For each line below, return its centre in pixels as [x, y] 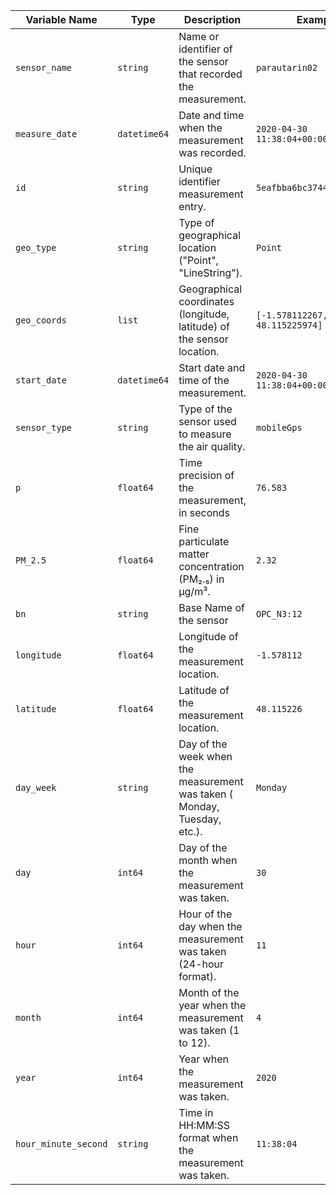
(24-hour [201, 964]
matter [194, 554]
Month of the [209, 992]
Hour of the [205, 914]
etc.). [190, 831]
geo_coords [41, 320]
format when [208, 1137]
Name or [199, 36]
